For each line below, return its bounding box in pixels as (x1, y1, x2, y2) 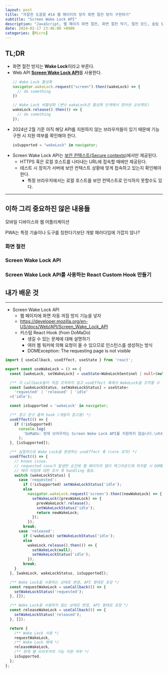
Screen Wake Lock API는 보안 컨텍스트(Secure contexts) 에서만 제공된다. (12, 152, 157, 158)
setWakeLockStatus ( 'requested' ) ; (14, 589, 84, 594)
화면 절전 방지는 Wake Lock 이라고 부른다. (12, 63, 95, 69)
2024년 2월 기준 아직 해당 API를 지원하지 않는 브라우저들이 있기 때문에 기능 (12, 126, 160, 132)
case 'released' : (18, 529, 55, 534)
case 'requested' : (18, 477, 57, 482)
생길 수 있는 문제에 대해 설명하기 (27, 336, 90, 342)
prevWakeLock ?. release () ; (36, 500, 91, 506)
